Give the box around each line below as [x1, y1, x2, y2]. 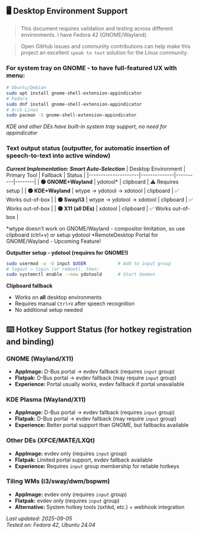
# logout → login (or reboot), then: [6, 266, 100, 272]
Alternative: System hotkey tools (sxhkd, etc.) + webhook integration [14, 503, 185, 510]
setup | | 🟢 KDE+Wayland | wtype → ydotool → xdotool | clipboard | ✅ [6, 187, 179, 194]
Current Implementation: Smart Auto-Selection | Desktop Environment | [6, 165, 186, 172]
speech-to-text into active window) [6, 151, 111, 160]
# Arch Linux [6, 107, 39, 113]
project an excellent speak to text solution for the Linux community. [20, 49, 188, 56]
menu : [6, 71, 26, 80]
